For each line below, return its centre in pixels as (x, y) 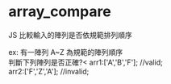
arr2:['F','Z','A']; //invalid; (49, 71)
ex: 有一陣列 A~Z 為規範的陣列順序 (66, 52)
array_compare (60, 12)
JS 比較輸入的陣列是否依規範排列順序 (70, 35)
